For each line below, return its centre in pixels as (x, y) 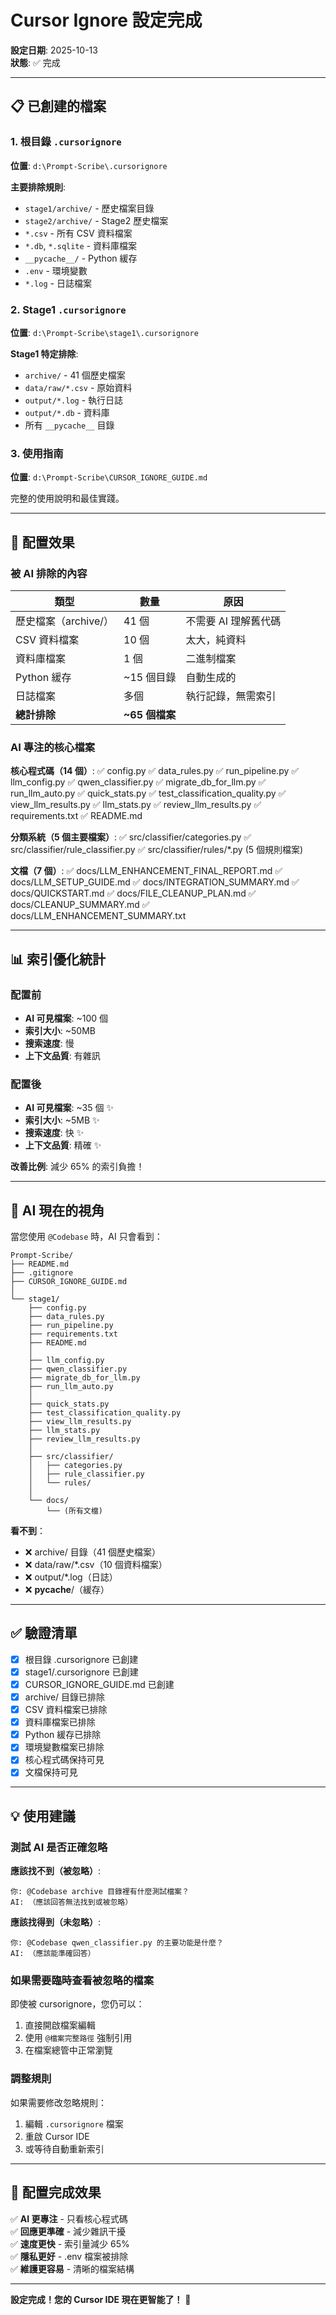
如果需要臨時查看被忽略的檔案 (82, 1981)
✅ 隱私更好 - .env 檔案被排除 (69, 2256)
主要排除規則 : (38, 187)
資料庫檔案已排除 (60, 1722)
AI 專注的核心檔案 (53, 747)
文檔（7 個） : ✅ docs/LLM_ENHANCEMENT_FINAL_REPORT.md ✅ (146, 871)
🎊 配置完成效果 (56, 2192)
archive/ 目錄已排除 (65, 1697)
